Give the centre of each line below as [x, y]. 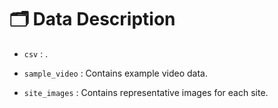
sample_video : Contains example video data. [115, 73]
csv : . [36, 53]
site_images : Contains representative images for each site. [146, 92]
